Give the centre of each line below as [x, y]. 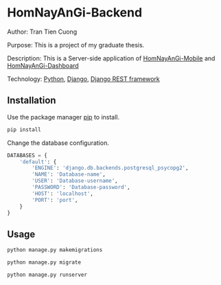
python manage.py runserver [47, 275]
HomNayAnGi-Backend [75, 13]
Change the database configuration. [58, 143]
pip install [24, 129]
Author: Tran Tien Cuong [42, 32]
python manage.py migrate [44, 262]
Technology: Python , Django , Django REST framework [83, 79]
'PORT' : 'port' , [55, 200]
